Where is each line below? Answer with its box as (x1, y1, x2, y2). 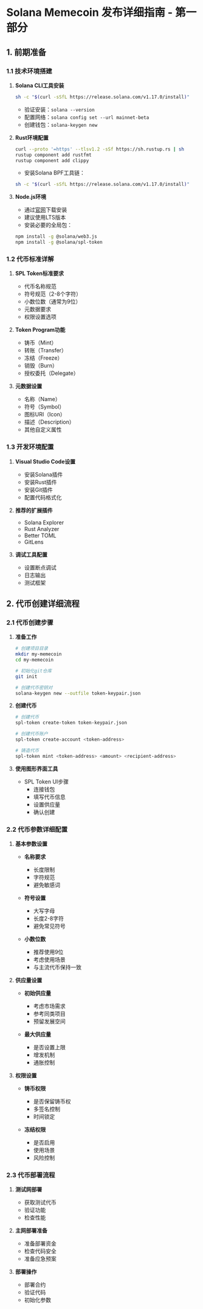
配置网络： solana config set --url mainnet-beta (24, 113, 150, 121)
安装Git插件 (24, 486, 53, 493)
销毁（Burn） (24, 362, 58, 369)
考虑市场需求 (33, 1002, 66, 1010)
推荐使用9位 (33, 948, 64, 955)
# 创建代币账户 (15, 731, 49, 737)
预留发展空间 (33, 1018, 66, 1025)
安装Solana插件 (24, 471, 63, 478)
